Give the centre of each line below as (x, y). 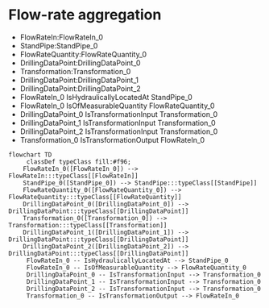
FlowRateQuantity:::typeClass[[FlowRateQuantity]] (95, 197)
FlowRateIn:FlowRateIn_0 (61, 37)
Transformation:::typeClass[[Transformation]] (88, 225)
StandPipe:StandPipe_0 (59, 45)
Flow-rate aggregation (85, 15)
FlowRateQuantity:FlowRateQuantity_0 (83, 54)
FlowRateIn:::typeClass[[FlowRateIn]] (73, 176)
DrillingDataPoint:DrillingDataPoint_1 (79, 80)
